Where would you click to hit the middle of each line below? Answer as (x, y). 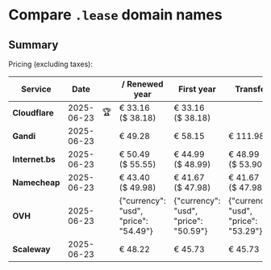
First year (197, 89)
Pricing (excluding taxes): (51, 64)
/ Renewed (142, 84)
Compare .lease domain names (116, 15)
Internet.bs (34, 159)
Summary (33, 45)
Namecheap (36, 182)
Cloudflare (33, 113)
